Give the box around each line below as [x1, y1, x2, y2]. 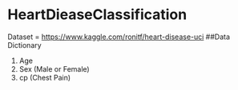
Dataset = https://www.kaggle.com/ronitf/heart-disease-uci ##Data [7, 32, 230, 41]
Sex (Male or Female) [18, 64, 90, 73]
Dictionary [7, 40, 42, 49]
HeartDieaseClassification [7, 6, 188, 24]
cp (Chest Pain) [18, 72, 71, 82]
